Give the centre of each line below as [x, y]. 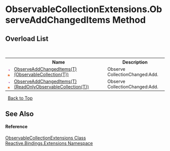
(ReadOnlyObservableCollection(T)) [52, 87]
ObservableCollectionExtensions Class [46, 138]
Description [135, 62]
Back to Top [20, 98]
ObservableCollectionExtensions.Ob [84, 9]
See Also [19, 114]
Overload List [27, 39]
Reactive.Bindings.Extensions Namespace [49, 143]
